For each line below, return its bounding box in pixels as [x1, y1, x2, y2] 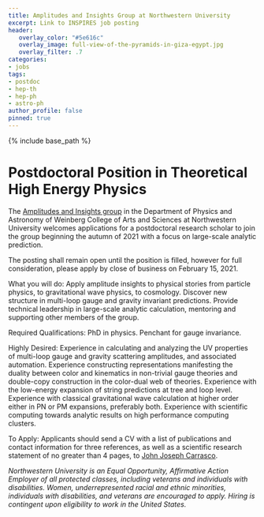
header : [8, 26, 34, 34]
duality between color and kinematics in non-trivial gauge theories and [8, 368, 238, 377]
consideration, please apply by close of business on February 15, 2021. [8, 264, 239, 273]
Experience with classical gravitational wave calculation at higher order [8, 393, 239, 403]
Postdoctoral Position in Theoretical [8, 163, 248, 182]
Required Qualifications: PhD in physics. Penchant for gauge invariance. [8, 328, 242, 337]
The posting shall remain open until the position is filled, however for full [8, 255, 243, 264]
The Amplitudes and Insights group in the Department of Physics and [8, 206, 232, 215]
